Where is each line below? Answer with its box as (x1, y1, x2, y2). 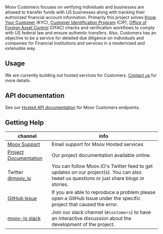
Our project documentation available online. (51, 152, 151, 159)
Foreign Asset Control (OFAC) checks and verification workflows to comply (5, 25, 155, 31)
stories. (51, 181, 69, 188)
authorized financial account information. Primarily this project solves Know (5, 15, 156, 20)
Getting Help (5, 118, 44, 127)
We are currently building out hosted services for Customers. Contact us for (5, 72, 157, 78)
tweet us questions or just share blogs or (51, 175, 145, 182)
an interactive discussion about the (51, 215, 132, 222)
